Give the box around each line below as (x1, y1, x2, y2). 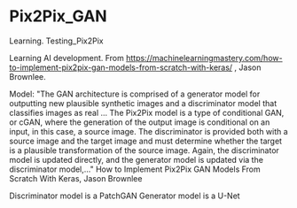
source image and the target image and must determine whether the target (9, 135, 282, 146)
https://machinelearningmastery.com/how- (125, 52, 283, 63)
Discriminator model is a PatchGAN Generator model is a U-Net (9, 190, 241, 201)
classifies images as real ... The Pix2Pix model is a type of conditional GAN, (9, 107, 285, 118)
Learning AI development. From (9, 52, 124, 63)
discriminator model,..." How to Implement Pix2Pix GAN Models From (9, 164, 262, 174)
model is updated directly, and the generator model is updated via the (9, 154, 264, 165)
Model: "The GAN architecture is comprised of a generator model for (9, 89, 261, 99)
